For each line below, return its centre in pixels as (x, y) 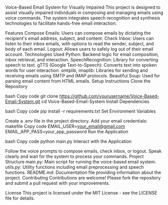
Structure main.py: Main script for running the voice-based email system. (81, 162)
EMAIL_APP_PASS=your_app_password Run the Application (67, 132)
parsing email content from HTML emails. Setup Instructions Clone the (78, 81)
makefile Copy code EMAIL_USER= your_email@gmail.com (65, 126)
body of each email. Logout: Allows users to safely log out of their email (79, 49)
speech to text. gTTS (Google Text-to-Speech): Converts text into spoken (81, 65)
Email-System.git (23, 101)
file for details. (20, 198)
